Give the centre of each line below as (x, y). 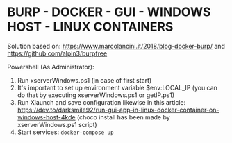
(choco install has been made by (123, 117)
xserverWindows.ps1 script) (57, 124)
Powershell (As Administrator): (51, 67)
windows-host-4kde (46, 117)
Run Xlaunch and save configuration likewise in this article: (101, 102)
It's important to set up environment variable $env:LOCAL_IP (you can (117, 87)
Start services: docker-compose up (65, 132)
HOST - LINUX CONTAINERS (90, 27)
